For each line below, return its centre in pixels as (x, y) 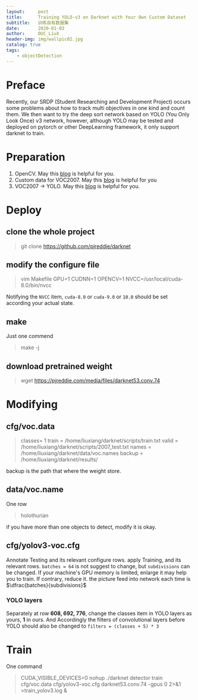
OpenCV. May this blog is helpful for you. (65, 173)
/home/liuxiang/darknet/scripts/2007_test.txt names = (86, 447)
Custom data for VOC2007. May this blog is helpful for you (86, 180)
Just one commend (30, 336)
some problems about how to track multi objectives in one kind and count (95, 108)
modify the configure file (53, 265)
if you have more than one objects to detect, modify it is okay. (81, 527)
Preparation (36, 157)
